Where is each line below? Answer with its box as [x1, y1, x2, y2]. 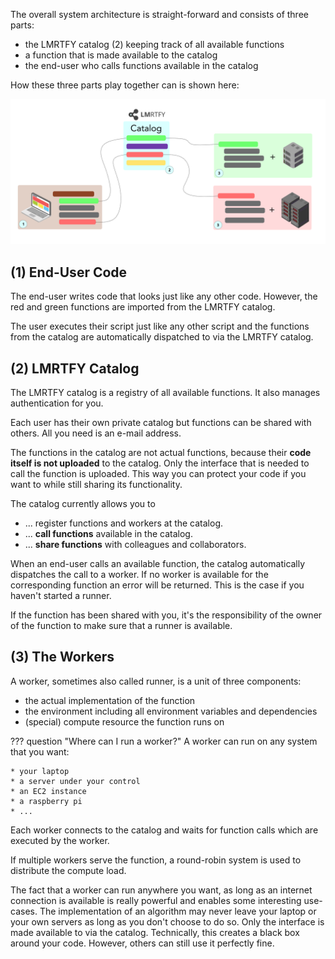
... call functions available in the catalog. [24, 527, 193, 539]
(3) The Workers [10, 649, 115, 666]
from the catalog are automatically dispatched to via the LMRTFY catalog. [10, 331, 314, 343]
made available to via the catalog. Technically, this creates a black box [10, 926, 300, 938]
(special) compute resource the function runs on [24, 715, 225, 728]
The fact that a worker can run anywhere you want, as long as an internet [10, 884, 313, 896]
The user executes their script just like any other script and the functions [10, 320, 310, 333]
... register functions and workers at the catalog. [24, 517, 224, 529]
